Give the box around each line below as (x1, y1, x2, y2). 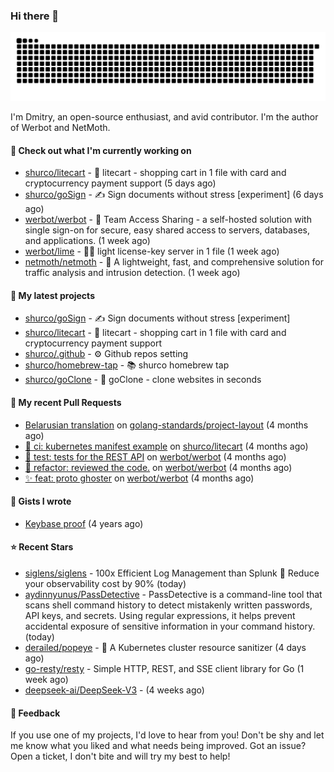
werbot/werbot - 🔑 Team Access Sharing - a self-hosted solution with (24, 214, 312, 226)
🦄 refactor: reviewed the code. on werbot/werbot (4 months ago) (24, 461, 293, 473)
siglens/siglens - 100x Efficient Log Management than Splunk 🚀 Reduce (24, 567, 320, 579)
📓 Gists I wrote (10, 495, 72, 508)
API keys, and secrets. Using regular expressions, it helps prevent (24, 610, 296, 622)
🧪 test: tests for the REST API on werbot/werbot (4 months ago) (24, 450, 287, 463)
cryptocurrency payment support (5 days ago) (24, 177, 217, 189)
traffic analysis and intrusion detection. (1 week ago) (24, 267, 241, 279)
